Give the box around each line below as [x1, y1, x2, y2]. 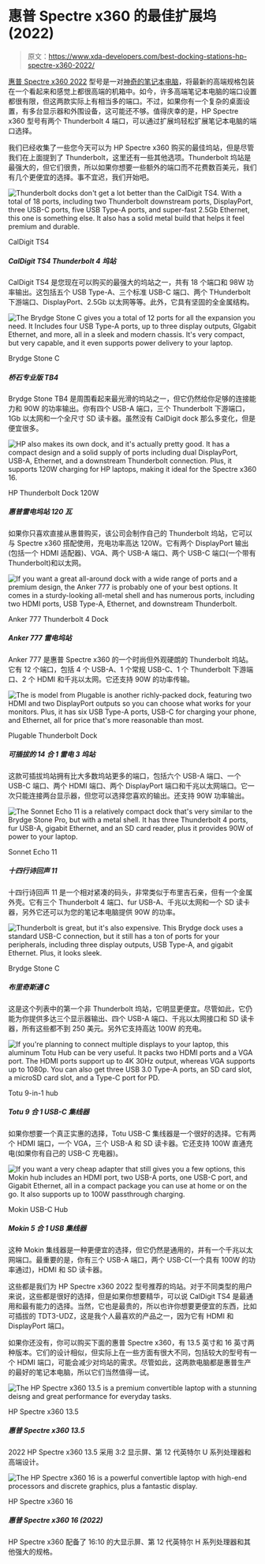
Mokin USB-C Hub [8, 1204, 69, 1214]
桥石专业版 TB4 [8, 372, 59, 382]
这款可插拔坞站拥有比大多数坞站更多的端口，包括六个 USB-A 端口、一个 [8, 771, 242, 780]
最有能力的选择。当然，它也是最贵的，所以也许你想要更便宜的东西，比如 [21, 1301, 257, 1311]
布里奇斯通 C [8, 982, 50, 992]
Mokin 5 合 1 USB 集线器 [8, 1224, 87, 1233]
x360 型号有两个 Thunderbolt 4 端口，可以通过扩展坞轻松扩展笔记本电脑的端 [8, 116, 257, 125]
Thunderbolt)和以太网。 [8, 558, 86, 567]
